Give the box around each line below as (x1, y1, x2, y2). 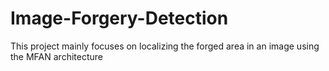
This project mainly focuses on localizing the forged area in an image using (10, 40, 320, 52)
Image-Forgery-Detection (10, 7, 229, 30)
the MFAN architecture (10, 50, 103, 62)
